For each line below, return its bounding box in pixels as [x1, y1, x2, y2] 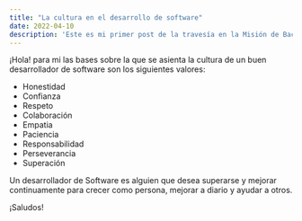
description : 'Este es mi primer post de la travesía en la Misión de [9, 30, 280, 39]
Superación [22, 158, 66, 169]
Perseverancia [22, 148, 76, 159]
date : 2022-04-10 [9, 22, 75, 31]
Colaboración [22, 110, 73, 121]
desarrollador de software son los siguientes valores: [9, 64, 206, 75]
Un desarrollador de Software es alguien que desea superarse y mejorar [9, 175, 277, 186]
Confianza [22, 91, 61, 102]
